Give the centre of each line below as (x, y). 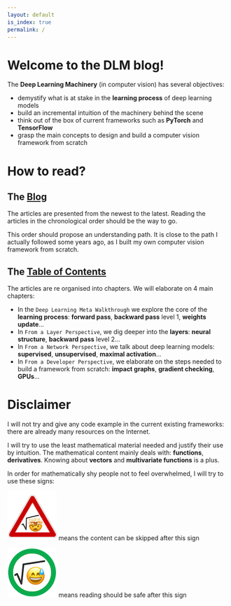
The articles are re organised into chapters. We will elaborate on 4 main (110, 289)
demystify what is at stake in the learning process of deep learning (114, 98)
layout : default (31, 15)
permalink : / (26, 29)
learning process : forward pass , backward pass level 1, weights (112, 317)
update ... (30, 324)
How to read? (47, 171)
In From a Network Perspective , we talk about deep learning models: (116, 347)
